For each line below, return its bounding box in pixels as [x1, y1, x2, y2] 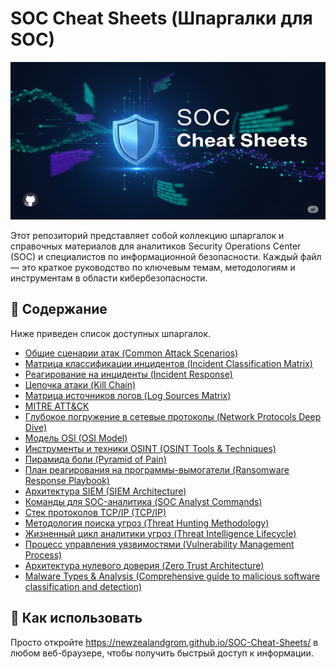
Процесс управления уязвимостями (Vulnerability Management [24, 538, 295, 550]
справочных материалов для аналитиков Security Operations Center [10, 240, 302, 252]
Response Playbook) [24, 474, 110, 486]
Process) [24, 548, 63, 561]
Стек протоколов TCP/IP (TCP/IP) [24, 506, 167, 518]
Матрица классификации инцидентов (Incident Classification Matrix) [24, 357, 313, 369]
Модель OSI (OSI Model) [24, 432, 128, 444]
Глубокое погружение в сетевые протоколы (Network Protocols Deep [24, 410, 322, 422]
